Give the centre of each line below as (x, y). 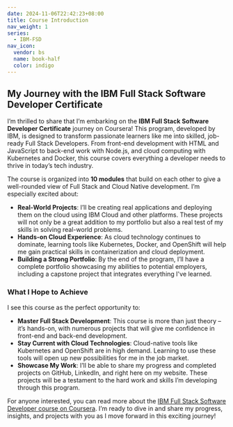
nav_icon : (22, 46)
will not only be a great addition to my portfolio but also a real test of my (120, 222)
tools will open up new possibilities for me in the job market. (103, 358)
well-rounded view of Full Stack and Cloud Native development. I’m (104, 187)
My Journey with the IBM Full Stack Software (107, 94)
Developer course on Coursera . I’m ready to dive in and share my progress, (115, 408)
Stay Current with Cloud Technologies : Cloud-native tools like (107, 343)
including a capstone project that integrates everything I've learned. (114, 274)
